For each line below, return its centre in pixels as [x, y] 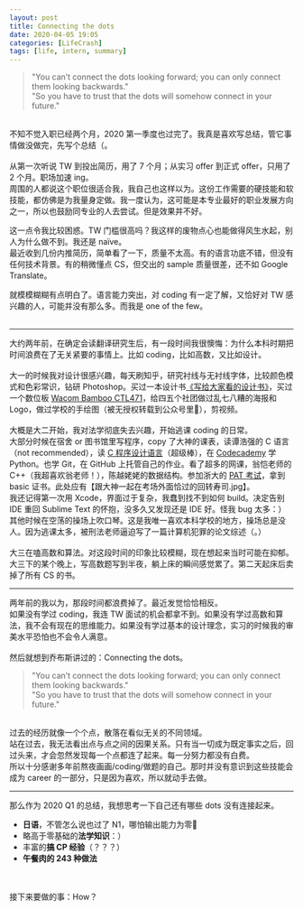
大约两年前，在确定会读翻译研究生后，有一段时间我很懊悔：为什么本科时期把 [151, 343]
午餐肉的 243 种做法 [60, 859]
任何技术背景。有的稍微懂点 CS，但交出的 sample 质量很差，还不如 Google [149, 265]
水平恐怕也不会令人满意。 [64, 636]
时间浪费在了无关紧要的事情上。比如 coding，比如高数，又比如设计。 [138, 355]
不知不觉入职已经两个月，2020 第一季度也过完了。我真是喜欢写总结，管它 [147, 134]
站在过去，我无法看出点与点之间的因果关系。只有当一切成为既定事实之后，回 [151, 744]
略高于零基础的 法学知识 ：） [74, 836]
